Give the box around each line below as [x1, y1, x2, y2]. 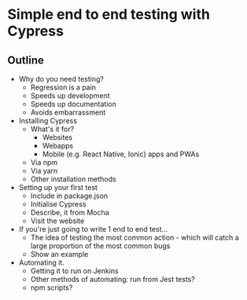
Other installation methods [30, 174, 116, 184]
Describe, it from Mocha [30, 208, 109, 217]
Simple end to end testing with [7, 5, 210, 24]
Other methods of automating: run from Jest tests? [30, 275, 196, 284]
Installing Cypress [18, 116, 78, 125]
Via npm [30, 158, 58, 166]
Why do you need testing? [18, 75, 104, 83]
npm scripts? [30, 283, 73, 292]
